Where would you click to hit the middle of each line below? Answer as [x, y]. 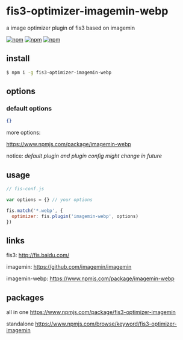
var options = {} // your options [50, 200]
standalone [20, 324]
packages [25, 297]
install [18, 59]
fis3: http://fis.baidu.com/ [38, 255]
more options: [23, 133]
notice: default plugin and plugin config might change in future [84, 156]
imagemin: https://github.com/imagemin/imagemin [69, 267]
